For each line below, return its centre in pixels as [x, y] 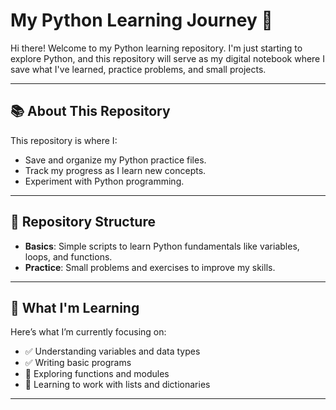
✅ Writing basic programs [78, 363]
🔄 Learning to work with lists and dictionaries [117, 385]
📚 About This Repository [90, 111]
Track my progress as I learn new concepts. [115, 170]
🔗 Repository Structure [83, 222]
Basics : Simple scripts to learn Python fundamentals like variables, [162, 246]
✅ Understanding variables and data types [112, 351]
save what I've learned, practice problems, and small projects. [138, 69]
